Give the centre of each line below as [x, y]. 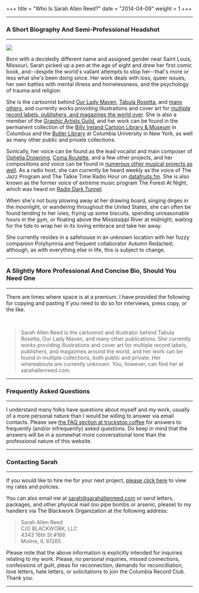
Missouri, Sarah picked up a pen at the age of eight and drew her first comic [99, 65]
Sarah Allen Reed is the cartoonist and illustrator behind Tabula [97, 332]
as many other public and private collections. [61, 140]
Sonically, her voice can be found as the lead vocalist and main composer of [99, 151]
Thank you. [20, 578]
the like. [16, 309]
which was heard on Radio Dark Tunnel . [55, 189]
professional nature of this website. [49, 441]
